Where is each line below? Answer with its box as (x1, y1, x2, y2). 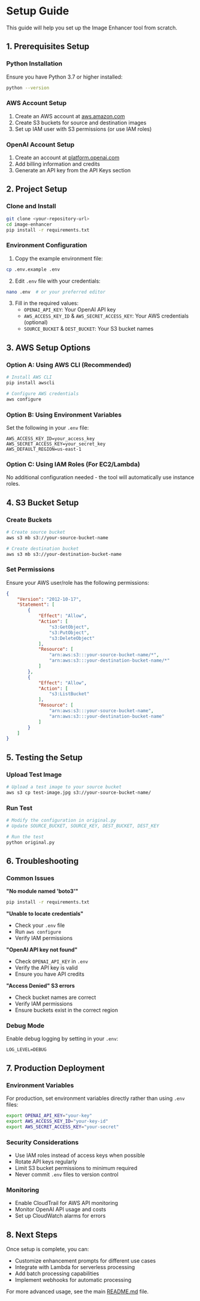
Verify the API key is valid (14, 964, 78, 971)
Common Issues (6, 874, 55, 882)
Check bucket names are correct (14, 994, 96, 1001)
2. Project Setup (6, 184, 68, 195)
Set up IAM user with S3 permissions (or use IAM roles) (14, 125, 152, 133)
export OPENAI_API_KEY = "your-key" (6, 1112, 93, 1119)
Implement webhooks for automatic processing (14, 1276, 132, 1284)
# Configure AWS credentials (6, 390, 79, 397)
